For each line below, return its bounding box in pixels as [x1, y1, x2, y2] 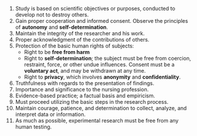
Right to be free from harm [24, 49, 90, 55]
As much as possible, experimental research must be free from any [15, 117, 179, 124]
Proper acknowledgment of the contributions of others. [15, 36, 150, 43]
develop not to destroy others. [15, 11, 89, 18]
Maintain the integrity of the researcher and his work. [15, 30, 145, 37]
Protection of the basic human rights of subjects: [15, 42, 134, 49]
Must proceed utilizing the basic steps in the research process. [15, 98, 169, 105]
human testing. [15, 123, 52, 130]
